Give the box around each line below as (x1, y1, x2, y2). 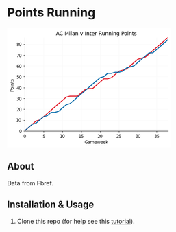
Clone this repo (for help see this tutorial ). (16, 217, 135, 225)
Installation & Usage (7, 199, 95, 211)
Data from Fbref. (7, 178, 53, 187)
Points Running (7, 5, 96, 21)
